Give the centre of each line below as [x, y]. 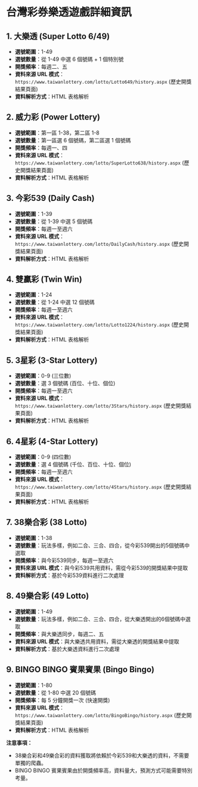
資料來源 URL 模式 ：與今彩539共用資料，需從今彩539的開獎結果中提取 [101, 568]
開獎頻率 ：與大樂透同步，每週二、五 [59, 634]
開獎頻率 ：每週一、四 [41, 148]
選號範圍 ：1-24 [33, 295]
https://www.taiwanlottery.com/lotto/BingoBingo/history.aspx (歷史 [100, 715]
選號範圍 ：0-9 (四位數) [43, 457]
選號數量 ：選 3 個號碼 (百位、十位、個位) [65, 383]
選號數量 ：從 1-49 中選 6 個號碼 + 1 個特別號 [69, 59]
